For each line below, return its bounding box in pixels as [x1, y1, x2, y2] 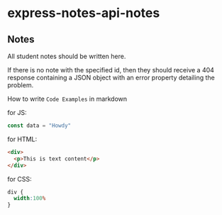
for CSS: [7, 175, 32, 183]
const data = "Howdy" [7, 122, 72, 129]
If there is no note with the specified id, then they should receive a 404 [7, 66, 215, 74]
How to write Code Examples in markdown [7, 94, 128, 103]
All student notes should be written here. [7, 52, 126, 60]
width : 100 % [13, 195, 46, 202]
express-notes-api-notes [7, 5, 160, 21]
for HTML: [7, 135, 38, 143]
